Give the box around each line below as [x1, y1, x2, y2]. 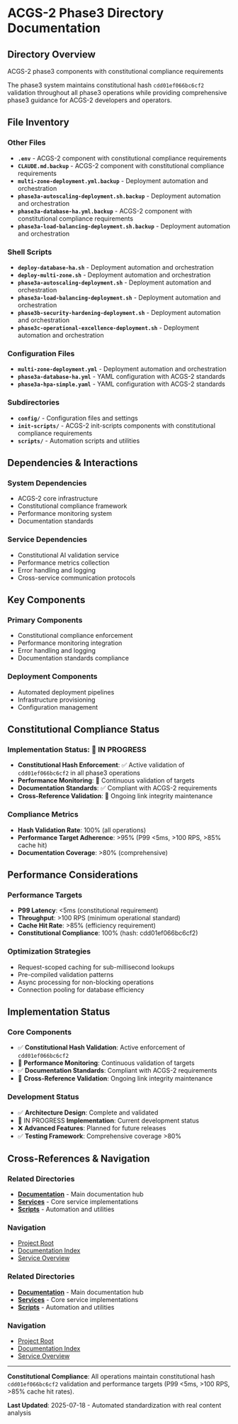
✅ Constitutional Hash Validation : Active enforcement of [17, 1043, 186, 1052]
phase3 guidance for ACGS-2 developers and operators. [7, 96, 172, 104]
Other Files [7, 138, 46, 148]
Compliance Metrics [7, 810, 79, 819]
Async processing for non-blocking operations [17, 978, 154, 986]
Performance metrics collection [17, 558, 110, 567]
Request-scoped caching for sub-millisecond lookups [17, 963, 175, 971]
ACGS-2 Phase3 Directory [7, 5, 164, 21]
